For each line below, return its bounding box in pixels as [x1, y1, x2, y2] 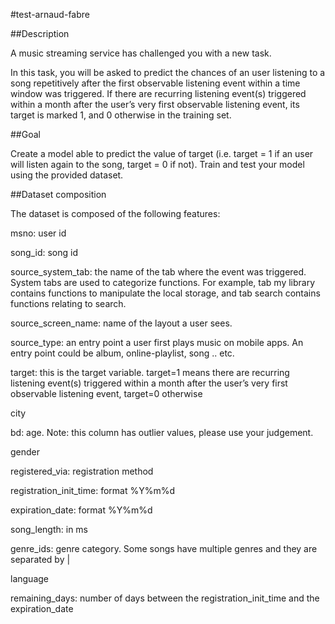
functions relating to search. [10, 298, 127, 309]
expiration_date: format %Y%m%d [10, 504, 153, 516]
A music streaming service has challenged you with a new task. [10, 47, 272, 59]
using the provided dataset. [10, 169, 124, 181]
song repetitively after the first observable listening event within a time [10, 77, 301, 89]
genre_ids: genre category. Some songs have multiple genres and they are [10, 543, 318, 554]
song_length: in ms [10, 524, 88, 535]
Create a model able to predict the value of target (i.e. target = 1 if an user [10, 148, 314, 159]
